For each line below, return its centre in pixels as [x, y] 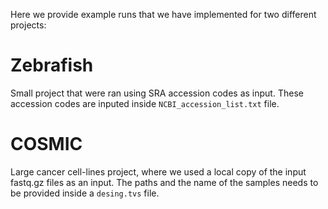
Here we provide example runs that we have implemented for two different [163, 14]
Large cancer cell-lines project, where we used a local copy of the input [158, 171]
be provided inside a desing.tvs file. [85, 193]
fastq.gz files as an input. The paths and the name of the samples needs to [164, 182]
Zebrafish [52, 65]
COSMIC [46, 144]
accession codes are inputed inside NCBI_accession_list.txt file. [145, 103]
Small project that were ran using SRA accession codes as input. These [157, 93]
